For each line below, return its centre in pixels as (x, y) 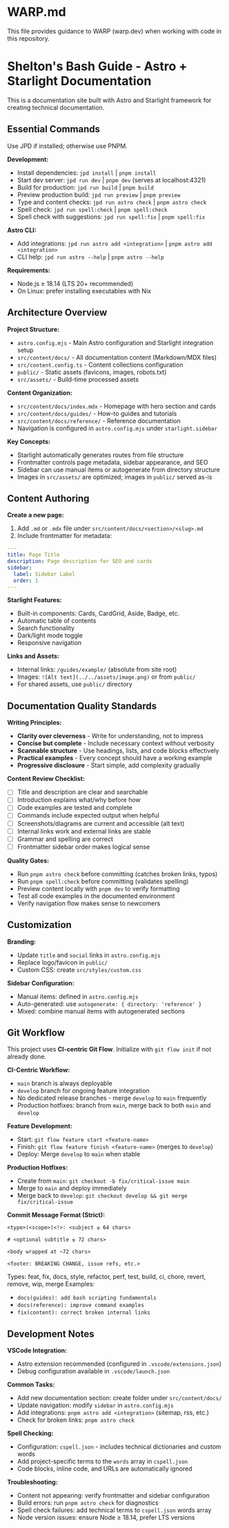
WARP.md (37, 12)
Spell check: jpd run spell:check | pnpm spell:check (92, 209)
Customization (40, 925)
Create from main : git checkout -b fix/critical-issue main (103, 1181)
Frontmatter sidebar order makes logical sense (83, 847)
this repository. (29, 38)
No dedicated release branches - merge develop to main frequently (112, 1098)
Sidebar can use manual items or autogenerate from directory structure (119, 470)
